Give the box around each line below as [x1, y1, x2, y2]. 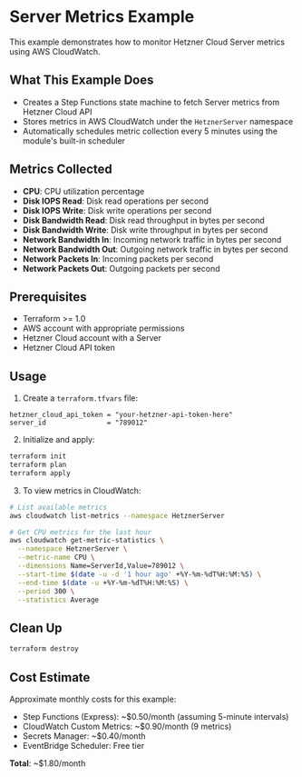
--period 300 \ [17, 586, 75, 596]
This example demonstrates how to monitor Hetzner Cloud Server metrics [9, 36, 286, 47]
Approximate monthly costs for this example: [9, 693, 177, 704]
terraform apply [9, 468, 71, 478]
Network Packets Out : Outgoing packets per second [22, 263, 220, 274]
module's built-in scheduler [22, 134, 125, 146]
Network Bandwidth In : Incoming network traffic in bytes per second [22, 234, 282, 244]
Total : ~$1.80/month [9, 757, 86, 769]
